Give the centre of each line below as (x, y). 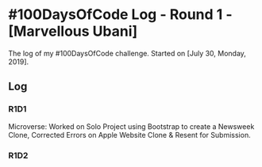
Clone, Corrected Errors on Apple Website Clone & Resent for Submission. (130, 135)
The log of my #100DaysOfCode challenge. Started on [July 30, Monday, (127, 53)
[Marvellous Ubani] (73, 31)
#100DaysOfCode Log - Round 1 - (120, 15)
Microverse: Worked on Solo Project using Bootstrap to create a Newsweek (131, 126)
